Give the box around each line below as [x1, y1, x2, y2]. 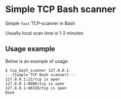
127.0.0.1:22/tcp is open [5, 77, 60, 82]
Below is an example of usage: [5, 58, 69, 64]
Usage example [5, 44, 56, 54]
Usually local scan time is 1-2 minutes [5, 30, 84, 36]
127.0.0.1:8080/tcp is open [5, 81, 65, 86]
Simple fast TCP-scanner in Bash [5, 20, 75, 26]
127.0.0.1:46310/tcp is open [5, 85, 67, 90]
